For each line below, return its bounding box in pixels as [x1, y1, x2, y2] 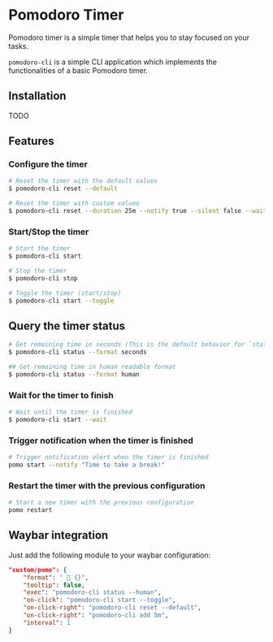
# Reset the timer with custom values [8, 199, 140, 208]
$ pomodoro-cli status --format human [8, 370, 140, 379]
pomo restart [8, 506, 53, 514]
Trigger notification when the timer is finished [8, 435, 193, 446]
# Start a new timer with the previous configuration [8, 498, 195, 507]
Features [8, 134, 54, 148]
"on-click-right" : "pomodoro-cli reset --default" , [23, 604, 201, 612]
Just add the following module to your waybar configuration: [8, 550, 211, 560]
